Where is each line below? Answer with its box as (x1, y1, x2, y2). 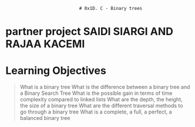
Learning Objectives (5, 64, 106, 77)
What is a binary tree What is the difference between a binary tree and (19, 84, 190, 91)
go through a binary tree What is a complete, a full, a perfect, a (19, 108, 172, 115)
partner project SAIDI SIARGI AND (5, 25, 174, 38)
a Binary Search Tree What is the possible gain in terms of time (19, 90, 173, 97)
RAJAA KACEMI (5, 37, 85, 51)
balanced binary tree (19, 115, 70, 122)
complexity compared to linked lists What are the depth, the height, (19, 96, 183, 103)
